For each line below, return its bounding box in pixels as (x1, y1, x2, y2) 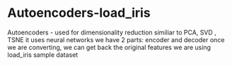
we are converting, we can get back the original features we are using (7, 43, 211, 51)
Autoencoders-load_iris (7, 5, 151, 21)
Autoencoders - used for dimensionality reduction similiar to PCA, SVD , (7, 28, 217, 37)
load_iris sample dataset (7, 51, 79, 59)
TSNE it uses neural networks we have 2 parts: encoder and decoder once (7, 35, 225, 44)
